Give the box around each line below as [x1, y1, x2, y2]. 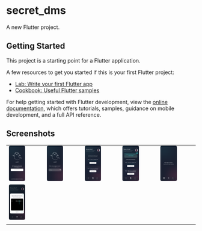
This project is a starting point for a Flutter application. [6, 57, 141, 64]
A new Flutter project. [6, 23, 60, 31]
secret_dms [6, 4, 66, 17]
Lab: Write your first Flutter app [14, 80, 93, 87]
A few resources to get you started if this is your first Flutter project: [6, 69, 174, 76]
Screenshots [6, 129, 55, 139]
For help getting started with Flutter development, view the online [6, 98, 168, 105]
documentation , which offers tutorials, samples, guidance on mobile [6, 105, 174, 112]
